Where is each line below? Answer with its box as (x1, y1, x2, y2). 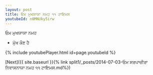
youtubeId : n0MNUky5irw (5, 16, 55, 21)
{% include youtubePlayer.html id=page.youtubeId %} (5, 50, 116, 56)
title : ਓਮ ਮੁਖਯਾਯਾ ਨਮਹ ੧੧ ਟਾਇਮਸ (5, 12, 70, 17)
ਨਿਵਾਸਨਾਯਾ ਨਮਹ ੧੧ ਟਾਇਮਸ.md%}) (5, 65, 71, 71)
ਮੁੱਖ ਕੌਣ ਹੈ (12, 40, 30, 46)
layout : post (5, 7, 32, 12)
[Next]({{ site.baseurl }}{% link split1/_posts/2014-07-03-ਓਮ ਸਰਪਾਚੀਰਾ (5, 59, 148, 65)
